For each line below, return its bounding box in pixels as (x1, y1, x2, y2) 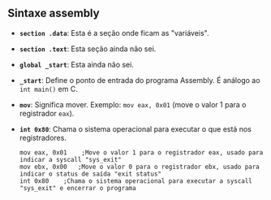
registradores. (19, 133, 67, 142)
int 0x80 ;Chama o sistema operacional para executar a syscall (19, 176, 252, 185)
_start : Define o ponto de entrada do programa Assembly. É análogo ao (19, 75, 260, 85)
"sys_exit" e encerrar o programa (19, 184, 136, 192)
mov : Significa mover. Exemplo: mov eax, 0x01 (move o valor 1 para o (19, 99, 247, 109)
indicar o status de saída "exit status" (19, 170, 161, 178)
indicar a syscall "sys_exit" (19, 155, 123, 163)
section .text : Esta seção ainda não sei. (19, 44, 157, 54)
